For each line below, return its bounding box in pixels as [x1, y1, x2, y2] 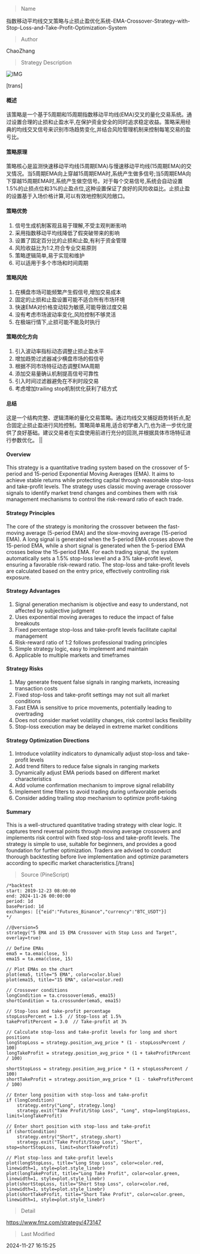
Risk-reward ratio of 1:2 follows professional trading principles [14, 638, 167, 646]
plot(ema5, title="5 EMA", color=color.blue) [6, 972, 121, 978]
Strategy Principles [6, 510, 56, 517]
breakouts [14, 619, 40, 627]
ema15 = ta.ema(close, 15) [6, 956, 73, 962]
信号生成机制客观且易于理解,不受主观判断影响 [14, 221, 127, 229]
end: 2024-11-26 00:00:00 [6, 893, 70, 899]
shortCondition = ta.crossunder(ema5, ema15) [6, 998, 121, 1004]
